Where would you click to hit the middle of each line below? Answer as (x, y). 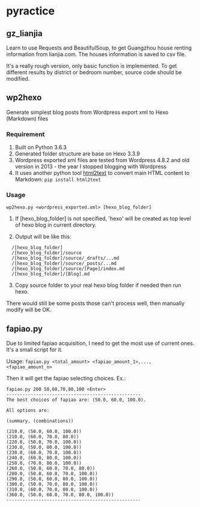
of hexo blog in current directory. (56, 225)
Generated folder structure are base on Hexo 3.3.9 (77, 154)
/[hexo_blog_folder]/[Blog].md (51, 274)
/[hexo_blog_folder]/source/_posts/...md (64, 263)
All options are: (28, 411)
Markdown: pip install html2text (58, 180)
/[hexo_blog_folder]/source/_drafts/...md (65, 258)
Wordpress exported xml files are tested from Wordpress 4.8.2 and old (102, 160)
